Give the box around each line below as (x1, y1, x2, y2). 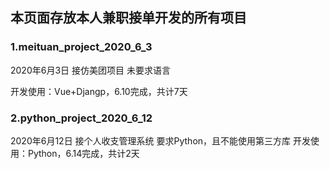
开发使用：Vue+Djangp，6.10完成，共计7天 (10, 85, 188, 97)
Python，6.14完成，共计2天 (27, 147, 140, 159)
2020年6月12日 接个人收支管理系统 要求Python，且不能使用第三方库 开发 (10, 134, 312, 147)
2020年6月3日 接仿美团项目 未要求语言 (10, 64, 171, 76)
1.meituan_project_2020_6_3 (10, 40, 153, 54)
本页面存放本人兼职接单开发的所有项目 (10, 9, 247, 27)
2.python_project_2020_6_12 (10, 111, 153, 125)
